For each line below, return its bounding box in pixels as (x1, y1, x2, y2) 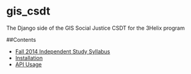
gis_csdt (6, 4, 51, 18)
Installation (15, 54, 43, 61)
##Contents (6, 36, 37, 43)
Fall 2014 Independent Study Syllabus (15, 47, 110, 55)
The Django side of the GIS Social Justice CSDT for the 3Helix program (6, 24, 185, 32)
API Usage (15, 61, 42, 68)
